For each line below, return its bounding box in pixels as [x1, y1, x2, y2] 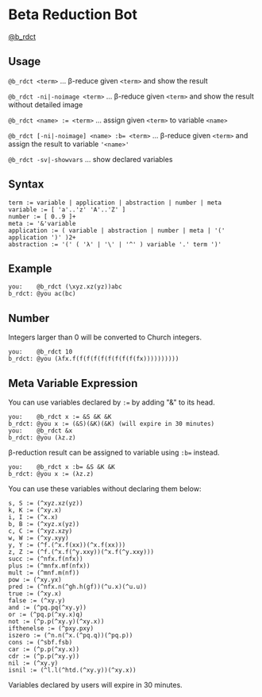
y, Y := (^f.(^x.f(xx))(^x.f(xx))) [8, 541, 126, 549]
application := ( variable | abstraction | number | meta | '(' [8, 227, 225, 234]
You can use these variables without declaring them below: [8, 484, 202, 494]
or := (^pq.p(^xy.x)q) [8, 610, 83, 618]
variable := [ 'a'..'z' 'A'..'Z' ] [8, 205, 126, 214]
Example [8, 261, 52, 275]
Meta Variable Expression [8, 376, 138, 390]
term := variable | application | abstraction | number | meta [8, 199, 222, 207]
